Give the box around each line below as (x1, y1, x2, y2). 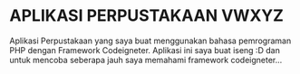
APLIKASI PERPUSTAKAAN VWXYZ (9, 5, 284, 26)
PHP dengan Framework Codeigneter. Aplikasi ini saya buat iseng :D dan (9, 44, 281, 55)
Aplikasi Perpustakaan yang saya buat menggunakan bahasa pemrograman (9, 35, 292, 46)
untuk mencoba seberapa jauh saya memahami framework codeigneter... (9, 54, 283, 65)
